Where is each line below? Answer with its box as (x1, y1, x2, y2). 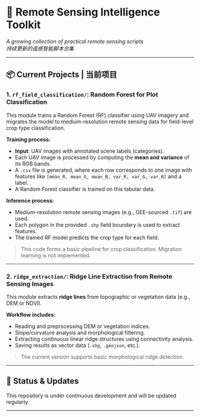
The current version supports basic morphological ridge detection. (20, 353, 185, 360)
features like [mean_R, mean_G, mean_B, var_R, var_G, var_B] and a (14, 172, 182, 180)
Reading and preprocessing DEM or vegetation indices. (14, 322, 151, 330)
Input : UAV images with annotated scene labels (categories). (14, 147, 164, 155)
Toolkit (6, 18, 41, 32)
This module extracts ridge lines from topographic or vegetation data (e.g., (6, 293, 190, 300)
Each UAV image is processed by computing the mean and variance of (14, 153, 189, 160)
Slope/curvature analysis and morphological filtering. (14, 329, 145, 336)
